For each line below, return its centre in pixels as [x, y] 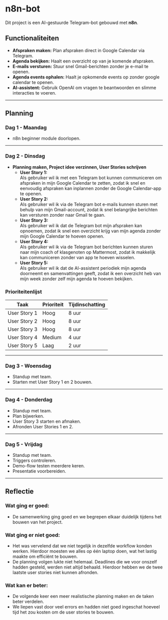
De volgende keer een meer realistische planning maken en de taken [83, 596]
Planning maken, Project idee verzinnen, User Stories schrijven [79, 167]
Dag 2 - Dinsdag [25, 156]
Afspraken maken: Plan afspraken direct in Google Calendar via [78, 50]
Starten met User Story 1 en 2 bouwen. [52, 382]
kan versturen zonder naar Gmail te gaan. [62, 215]
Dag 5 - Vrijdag [24, 444]
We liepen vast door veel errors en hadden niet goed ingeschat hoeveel [86, 607]
